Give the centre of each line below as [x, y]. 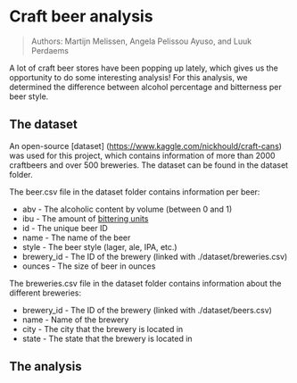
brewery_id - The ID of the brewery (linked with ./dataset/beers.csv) [147, 310]
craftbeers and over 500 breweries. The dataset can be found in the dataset [148, 165]
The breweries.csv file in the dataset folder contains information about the [145, 283]
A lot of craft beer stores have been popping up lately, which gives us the [144, 68]
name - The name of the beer [76, 237]
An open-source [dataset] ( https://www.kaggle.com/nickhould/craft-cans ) [146, 146]
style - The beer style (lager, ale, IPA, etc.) [99, 246]
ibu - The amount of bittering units [85, 218]
